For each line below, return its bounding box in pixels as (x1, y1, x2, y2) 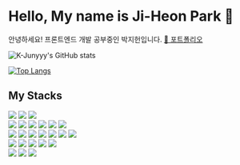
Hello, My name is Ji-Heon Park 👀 (8, 7, 234, 26)
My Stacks (8, 89, 62, 103)
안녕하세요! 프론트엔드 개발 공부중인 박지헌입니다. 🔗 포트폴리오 (8, 34, 203, 44)
